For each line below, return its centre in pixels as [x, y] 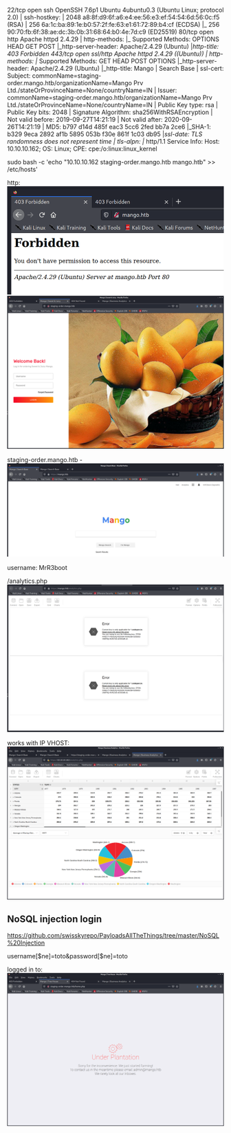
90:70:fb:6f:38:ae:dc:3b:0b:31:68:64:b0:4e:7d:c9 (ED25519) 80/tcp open [111, 32]
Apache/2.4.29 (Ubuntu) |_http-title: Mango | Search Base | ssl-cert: [127, 68]
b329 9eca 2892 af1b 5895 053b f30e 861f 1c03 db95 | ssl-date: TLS [105, 134]
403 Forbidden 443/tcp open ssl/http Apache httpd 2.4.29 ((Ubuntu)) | [108, 54]
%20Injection [26, 943]
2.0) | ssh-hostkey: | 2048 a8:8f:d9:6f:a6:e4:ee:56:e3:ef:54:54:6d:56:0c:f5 [113, 17]
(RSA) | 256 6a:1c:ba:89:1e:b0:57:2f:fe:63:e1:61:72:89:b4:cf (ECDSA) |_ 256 [113, 24]
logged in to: [25, 969]
